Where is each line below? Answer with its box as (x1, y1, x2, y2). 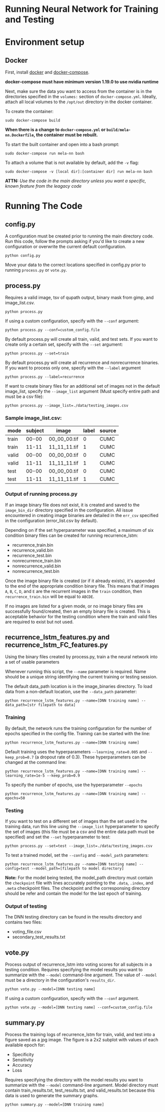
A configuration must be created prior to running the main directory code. (5, 233, 154, 239)
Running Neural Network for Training (5, 3, 159, 15)
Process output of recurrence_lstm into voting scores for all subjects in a (5, 961, 152, 967)
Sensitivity (12, 1057, 33, 1063)
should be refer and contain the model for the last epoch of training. (5, 890, 142, 896)
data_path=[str (5, 703, 36, 708)
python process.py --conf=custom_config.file (5, 327, 100, 332)
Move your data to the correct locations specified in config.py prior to (5, 262, 146, 268)
